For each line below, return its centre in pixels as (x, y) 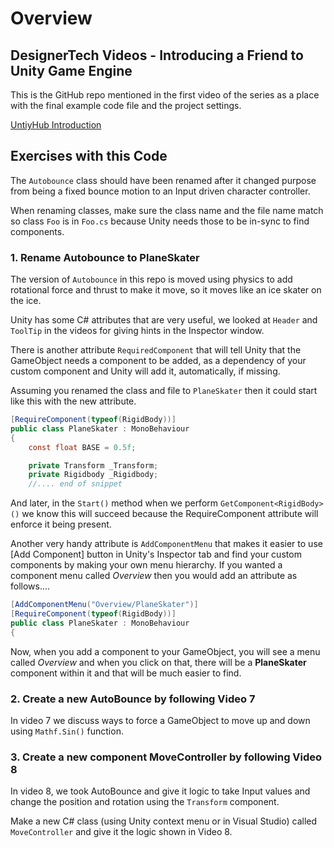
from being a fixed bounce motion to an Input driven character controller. (160, 191)
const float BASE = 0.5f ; (82, 447)
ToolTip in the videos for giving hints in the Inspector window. (137, 331)
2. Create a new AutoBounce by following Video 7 (133, 699)
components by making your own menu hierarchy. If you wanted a (146, 565)
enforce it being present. (61, 524)
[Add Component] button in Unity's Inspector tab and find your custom (156, 554)
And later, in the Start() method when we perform (114, 503)
